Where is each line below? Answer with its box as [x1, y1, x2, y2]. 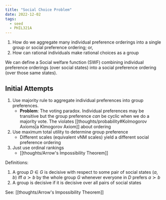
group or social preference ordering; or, [12, 45, 93, 50]
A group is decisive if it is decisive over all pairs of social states [12, 179, 142, 186]
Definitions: [5, 159, 29, 165]
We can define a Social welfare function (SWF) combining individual [5, 59, 144, 65]
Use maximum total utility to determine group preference [12, 129, 128, 135]
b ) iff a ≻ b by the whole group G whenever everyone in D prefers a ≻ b [12, 174, 161, 180]
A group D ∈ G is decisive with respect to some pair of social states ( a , [12, 169, 158, 175]
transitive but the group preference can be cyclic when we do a [19, 113, 150, 119]
